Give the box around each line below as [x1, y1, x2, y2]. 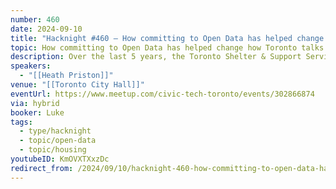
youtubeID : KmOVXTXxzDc [10, 154, 110, 164]
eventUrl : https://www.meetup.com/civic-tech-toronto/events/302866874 [10, 89, 315, 99]
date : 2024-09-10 [10, 24, 83, 34]
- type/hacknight [19, 126, 92, 136]
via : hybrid [10, 98, 60, 108]
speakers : [10, 61, 52, 71]
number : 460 [10, 14, 60, 25]
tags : [10, 117, 33, 127]
